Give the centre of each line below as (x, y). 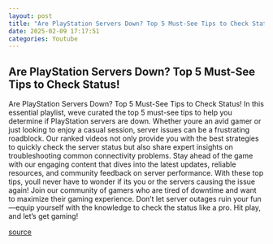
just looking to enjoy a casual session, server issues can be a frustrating (129, 130)
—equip (22, 207)
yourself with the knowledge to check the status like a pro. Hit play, (149, 207)
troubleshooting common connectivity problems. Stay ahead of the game (131, 156)
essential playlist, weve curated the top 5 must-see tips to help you (121, 113)
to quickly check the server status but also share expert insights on (121, 147)
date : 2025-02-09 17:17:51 (54, 31)
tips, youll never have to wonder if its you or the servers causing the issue (132, 182)
